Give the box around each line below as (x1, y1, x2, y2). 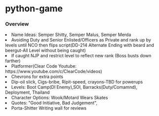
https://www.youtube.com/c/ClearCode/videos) (5, 69, 102, 75)
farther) (5, 58, 21, 64)
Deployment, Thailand (5, 89, 50, 95)
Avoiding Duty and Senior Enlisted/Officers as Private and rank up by (11, 37, 152, 43)
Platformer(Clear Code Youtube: (11, 63, 77, 69)
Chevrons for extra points (11, 74, 63, 79)
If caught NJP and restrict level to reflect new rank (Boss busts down (11, 53, 152, 59)
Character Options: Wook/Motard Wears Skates (11, 95, 108, 101)
